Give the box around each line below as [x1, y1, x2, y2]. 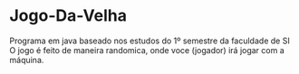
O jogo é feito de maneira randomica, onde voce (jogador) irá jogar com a [9, 44, 285, 55]
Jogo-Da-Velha [9, 5, 127, 26]
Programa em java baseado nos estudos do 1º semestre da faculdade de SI [9, 35, 290, 46]
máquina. [9, 54, 44, 65]
